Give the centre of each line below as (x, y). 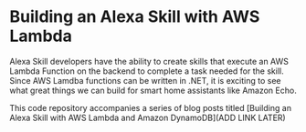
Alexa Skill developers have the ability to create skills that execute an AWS (149, 61)
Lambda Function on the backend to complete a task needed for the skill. (147, 71)
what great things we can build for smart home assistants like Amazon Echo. (153, 90)
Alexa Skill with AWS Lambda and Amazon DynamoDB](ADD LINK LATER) (148, 117)
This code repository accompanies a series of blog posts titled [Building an (151, 107)
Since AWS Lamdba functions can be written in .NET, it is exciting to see (145, 80)
